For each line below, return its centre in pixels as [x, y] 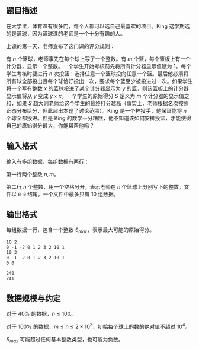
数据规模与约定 [33, 298]
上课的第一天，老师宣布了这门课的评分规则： [61, 46]
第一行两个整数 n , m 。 [33, 174]
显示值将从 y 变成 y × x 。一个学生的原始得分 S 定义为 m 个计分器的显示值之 [98, 96]
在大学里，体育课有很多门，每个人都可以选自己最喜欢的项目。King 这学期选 [98, 26]
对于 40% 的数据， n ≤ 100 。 [41, 314]
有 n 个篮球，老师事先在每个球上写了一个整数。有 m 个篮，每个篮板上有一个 [99, 59]
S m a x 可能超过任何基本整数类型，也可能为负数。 [65, 340]
